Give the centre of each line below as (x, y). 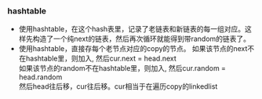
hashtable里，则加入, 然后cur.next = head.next (101, 59)
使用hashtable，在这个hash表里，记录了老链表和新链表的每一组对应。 (132, 29)
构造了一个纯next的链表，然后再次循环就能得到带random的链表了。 (142, 39)
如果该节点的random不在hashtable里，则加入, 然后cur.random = (122, 68)
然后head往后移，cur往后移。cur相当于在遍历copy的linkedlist (118, 86)
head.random (40, 77)
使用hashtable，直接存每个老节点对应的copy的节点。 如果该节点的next (133, 49)
